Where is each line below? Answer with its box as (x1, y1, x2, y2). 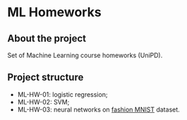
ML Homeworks (7, 4, 102, 20)
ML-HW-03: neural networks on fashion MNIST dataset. (17, 105, 180, 114)
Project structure (7, 71, 84, 83)
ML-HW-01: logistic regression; (17, 90, 108, 99)
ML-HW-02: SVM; (17, 97, 70, 106)
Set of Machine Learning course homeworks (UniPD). (7, 51, 163, 59)
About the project (7, 32, 87, 44)
